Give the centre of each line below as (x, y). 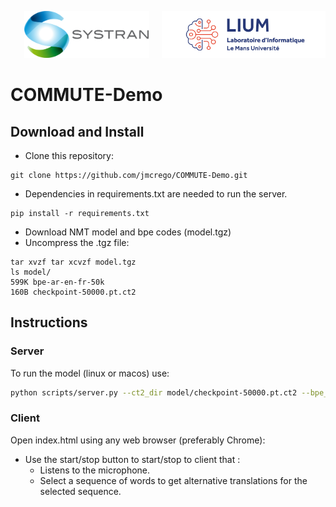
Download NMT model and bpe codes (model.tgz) (128, 232)
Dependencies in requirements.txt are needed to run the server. (156, 194)
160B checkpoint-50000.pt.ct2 (73, 292)
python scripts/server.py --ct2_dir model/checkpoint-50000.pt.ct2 (154, 392)
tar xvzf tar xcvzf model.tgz (73, 262)
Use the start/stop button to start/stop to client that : (132, 459)
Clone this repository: (69, 155)
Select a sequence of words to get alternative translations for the (173, 480)
